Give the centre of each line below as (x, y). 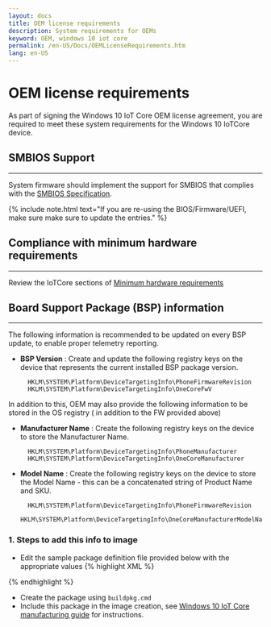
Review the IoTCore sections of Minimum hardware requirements (116, 282)
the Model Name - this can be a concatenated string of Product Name (136, 482)
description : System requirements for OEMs (83, 31)
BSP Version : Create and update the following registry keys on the (131, 359)
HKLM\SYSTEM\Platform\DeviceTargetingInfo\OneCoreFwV (120, 389)
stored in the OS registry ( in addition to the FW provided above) (115, 413)
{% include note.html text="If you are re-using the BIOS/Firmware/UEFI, (128, 209)
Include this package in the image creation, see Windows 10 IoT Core (135, 606)
